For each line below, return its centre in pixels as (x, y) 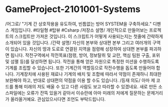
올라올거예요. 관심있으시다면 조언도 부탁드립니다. (58, 99)
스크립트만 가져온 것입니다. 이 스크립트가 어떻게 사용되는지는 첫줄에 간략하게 (89, 36)
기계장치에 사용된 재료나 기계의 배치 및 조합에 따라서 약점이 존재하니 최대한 (89, 74)
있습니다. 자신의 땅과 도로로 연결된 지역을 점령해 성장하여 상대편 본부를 (79, 49)
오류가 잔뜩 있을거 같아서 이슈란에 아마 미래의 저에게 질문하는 (86, 93)
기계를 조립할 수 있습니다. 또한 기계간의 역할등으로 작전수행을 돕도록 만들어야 (80, 68)
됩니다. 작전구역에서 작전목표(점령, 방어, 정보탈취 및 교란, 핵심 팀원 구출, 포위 (85, 55)
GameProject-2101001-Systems (73, 9)
